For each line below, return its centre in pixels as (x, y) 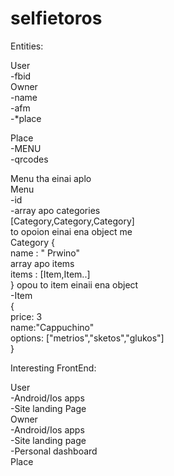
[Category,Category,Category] (72, 221)
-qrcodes (29, 159)
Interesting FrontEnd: (53, 368)
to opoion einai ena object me (71, 231)
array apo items (42, 263)
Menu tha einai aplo (51, 178)
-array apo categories (55, 210)
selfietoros (56, 18)
